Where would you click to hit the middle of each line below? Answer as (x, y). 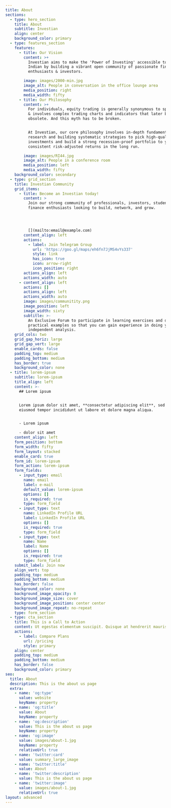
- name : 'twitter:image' (41, 783)
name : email (36, 480)
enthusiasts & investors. (55, 72)
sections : (16, 15)
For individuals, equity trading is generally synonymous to (94, 109)
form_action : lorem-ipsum (42, 466)
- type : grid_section (33, 179)
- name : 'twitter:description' (48, 774)
